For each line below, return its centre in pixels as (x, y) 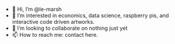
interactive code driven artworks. (53, 22)
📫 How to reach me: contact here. (55, 35)
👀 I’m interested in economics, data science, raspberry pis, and (90, 15)
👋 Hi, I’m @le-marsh (37, 9)
